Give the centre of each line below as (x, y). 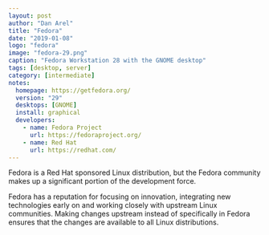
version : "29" (39, 98)
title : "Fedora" (35, 30)
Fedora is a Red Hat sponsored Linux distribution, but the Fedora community (134, 172)
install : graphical (48, 113)
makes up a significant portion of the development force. (102, 181)
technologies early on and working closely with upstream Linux (113, 205)
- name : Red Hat (50, 142)
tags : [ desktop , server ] (50, 68)
